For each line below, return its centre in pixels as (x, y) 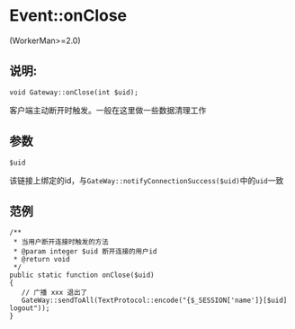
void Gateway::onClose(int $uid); (74, 92)
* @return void (41, 260)
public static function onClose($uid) (82, 275)
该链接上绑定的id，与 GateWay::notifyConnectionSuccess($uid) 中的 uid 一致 (147, 180)
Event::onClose (68, 16)
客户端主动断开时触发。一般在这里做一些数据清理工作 (108, 110)
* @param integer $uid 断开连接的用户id (85, 252)
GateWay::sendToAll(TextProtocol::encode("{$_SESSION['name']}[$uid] (154, 301)
